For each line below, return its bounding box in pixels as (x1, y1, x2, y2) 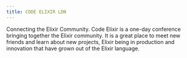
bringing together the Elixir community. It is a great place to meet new (6, 31, 181, 39)
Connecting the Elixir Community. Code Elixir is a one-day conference (6, 25, 181, 33)
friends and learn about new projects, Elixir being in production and (6, 38, 175, 45)
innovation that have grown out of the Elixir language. (6, 45, 140, 52)
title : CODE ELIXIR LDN (6, 8, 67, 15)
